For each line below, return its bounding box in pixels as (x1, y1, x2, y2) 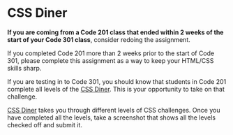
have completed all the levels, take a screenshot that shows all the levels (7, 113, 216, 122)
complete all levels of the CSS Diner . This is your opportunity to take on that (7, 85, 225, 93)
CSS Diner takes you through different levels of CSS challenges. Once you (7, 106, 220, 114)
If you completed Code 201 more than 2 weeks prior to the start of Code (7, 49, 215, 57)
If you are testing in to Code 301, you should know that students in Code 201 (7, 77, 227, 85)
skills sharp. (7, 64, 42, 72)
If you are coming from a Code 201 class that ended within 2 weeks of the (7, 28, 224, 36)
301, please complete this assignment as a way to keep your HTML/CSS (7, 56, 214, 64)
